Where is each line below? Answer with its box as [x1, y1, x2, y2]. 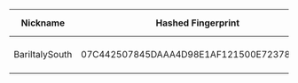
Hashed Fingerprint [155, 17, 240, 29]
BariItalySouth [13, 49, 73, 60]
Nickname [20, 17, 65, 29]
